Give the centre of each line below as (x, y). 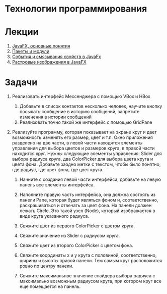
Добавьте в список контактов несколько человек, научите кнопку (91, 106)
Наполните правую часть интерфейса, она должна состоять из (87, 194)
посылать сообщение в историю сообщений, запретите (79, 112)
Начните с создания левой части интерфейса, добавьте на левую (90, 179)
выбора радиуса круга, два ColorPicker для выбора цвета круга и (82, 159)
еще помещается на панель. (50, 286)
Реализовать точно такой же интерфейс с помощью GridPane (86, 122)
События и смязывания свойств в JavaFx (56, 57)
